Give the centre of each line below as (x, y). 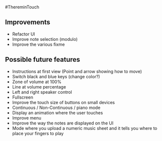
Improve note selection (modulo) (45, 39)
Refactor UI (23, 34)
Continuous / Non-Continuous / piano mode (56, 107)
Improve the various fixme (38, 44)
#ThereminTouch (22, 7)
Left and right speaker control (42, 92)
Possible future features (43, 60)
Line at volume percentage (39, 87)
